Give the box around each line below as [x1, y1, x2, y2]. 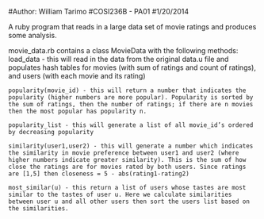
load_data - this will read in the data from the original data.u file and [8, 55, 229, 63]
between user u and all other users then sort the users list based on [8, 198, 250, 206]
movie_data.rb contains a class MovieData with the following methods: [8, 46, 239, 55]
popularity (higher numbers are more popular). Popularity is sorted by [8, 94, 254, 102]
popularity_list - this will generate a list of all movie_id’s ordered [8, 121, 254, 129]
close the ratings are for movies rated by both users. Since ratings [8, 163, 247, 171]
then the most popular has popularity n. [8, 107, 147, 115]
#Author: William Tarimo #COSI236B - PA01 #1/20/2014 [8, 7, 189, 16]
